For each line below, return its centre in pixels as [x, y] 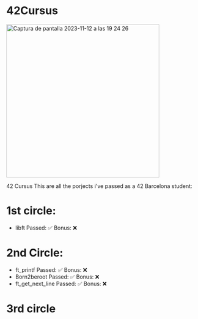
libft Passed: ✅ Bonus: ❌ [46, 228]
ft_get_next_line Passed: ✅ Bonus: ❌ [61, 283]
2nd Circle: [35, 253]
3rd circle [31, 309]
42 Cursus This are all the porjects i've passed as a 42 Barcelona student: [99, 186]
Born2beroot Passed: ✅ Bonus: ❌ [57, 277]
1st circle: [31, 211]
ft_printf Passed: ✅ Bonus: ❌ [51, 269]
